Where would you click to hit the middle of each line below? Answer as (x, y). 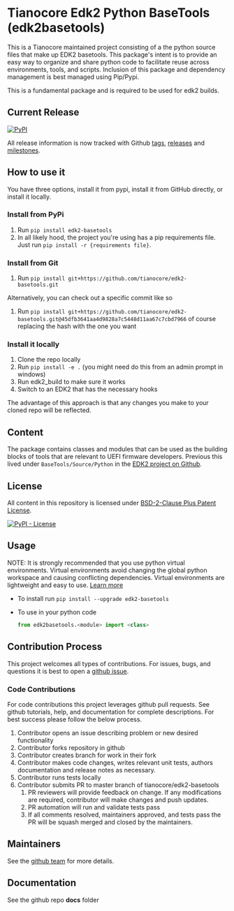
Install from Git (33, 262)
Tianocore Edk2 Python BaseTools (109, 13)
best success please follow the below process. (74, 719)
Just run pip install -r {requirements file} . (84, 245)
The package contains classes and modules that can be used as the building (117, 449)
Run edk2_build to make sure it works (71, 382)
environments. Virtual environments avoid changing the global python (107, 570)
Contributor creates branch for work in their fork (87, 755)
